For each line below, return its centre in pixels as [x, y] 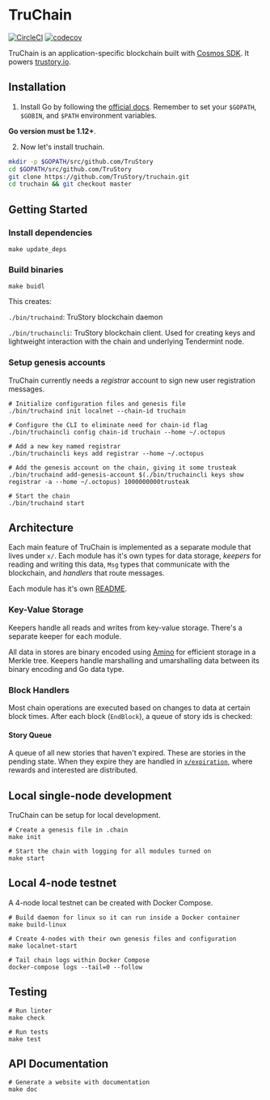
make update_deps [38, 249]
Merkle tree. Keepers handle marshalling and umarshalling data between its [134, 660]
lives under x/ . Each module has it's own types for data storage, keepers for [135, 556]
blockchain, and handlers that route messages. [86, 573]
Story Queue [30, 734]
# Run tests [28, 1032]
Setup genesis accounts [57, 362]
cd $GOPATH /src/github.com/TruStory [70, 169]
